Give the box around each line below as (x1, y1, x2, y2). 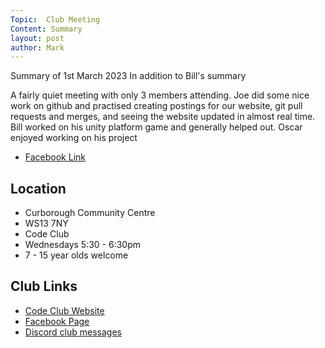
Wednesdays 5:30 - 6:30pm (24, 239, 142, 251)
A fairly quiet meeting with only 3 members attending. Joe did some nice (10, 89, 310, 101)
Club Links (10, 278, 78, 295)
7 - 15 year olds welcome (24, 249, 129, 261)
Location (10, 180, 67, 197)
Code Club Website (24, 304, 105, 316)
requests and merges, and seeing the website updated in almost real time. (10, 111, 316, 123)
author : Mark (10, 42, 65, 53)
